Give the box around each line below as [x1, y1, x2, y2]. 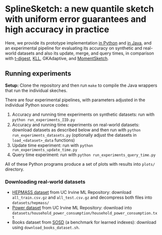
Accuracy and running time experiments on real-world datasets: [12, 122, 140, 127]
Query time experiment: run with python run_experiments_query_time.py [12, 152, 156, 157]
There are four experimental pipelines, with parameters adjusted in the [5, 97, 146, 103]
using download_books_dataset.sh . [12, 224, 80, 231]
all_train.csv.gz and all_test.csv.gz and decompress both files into [12, 195, 152, 201]
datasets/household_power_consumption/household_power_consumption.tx [12, 211, 158, 216]
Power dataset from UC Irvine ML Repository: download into [12, 205, 132, 211]
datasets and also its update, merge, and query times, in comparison [17, 50, 154, 56]
